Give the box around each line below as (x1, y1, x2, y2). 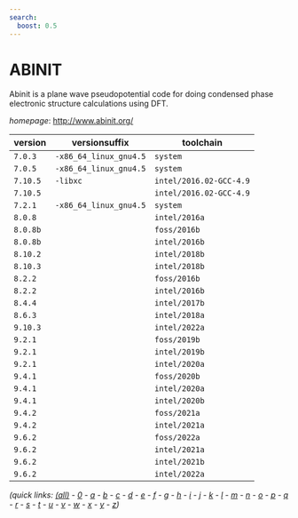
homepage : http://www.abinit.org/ (9, 116, 134, 126)
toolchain (181, 137, 223, 149)
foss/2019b (154, 335, 200, 345)
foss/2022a (154, 433, 200, 442)
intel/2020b (154, 396, 206, 406)
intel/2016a (154, 212, 206, 223)
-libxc (54, 176, 82, 187)
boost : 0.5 (17, 21, 58, 30)
